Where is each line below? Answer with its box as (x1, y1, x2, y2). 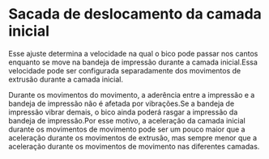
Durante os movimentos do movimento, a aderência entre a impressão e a (8, 90, 255, 99)
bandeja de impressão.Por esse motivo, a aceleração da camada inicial (8, 115, 246, 125)
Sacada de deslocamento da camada (8, 5, 262, 23)
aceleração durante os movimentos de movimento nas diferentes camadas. (8, 141, 260, 151)
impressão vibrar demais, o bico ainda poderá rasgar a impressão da (8, 107, 238, 117)
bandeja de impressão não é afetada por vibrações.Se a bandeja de (8, 98, 235, 108)
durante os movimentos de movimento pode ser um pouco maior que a (8, 124, 246, 134)
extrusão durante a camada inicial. (8, 74, 124, 84)
